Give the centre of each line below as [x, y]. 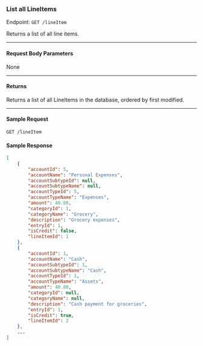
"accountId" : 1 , [48, 253]
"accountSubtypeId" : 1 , [58, 264]
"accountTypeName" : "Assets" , [66, 282]
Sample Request [27, 119]
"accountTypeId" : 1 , [54, 276]
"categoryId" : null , [54, 293]
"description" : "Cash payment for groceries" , [88, 304]
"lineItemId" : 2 [48, 321]
